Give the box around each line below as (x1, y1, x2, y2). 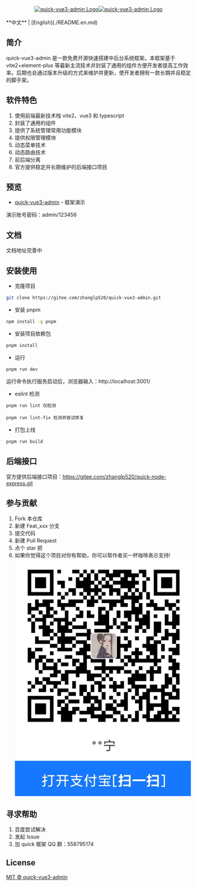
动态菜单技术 (14, 141, 46, 149)
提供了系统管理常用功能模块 (14, 126, 82, 134)
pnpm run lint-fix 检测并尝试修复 (6, 415, 84, 421)
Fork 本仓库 (14, 515, 43, 522)
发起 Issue (14, 833, 40, 840)
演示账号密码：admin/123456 (6, 211, 77, 218)
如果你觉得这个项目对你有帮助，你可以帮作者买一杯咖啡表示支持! (14, 551, 171, 558)
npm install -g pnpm (6, 318, 57, 325)
